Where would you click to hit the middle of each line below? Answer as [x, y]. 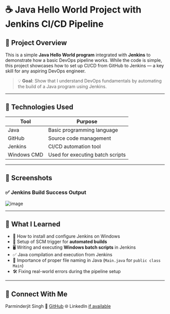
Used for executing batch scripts [87, 154]
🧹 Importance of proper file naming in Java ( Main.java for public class [87, 260]
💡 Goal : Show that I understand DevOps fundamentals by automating [90, 81]
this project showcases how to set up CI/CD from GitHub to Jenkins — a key [85, 66]
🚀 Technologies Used [39, 107]
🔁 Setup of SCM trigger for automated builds [60, 242]
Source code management [79, 138]
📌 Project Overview [36, 43]
